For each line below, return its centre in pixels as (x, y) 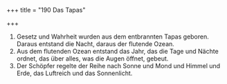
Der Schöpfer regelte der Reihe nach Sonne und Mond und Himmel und (118, 66)
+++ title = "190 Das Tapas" (46, 10)
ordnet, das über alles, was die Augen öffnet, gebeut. (92, 59)
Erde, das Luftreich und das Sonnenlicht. (74, 73)
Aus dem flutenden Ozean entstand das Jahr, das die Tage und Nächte (117, 51)
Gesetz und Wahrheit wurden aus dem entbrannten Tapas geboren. (112, 36)
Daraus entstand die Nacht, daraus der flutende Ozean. (95, 44)
